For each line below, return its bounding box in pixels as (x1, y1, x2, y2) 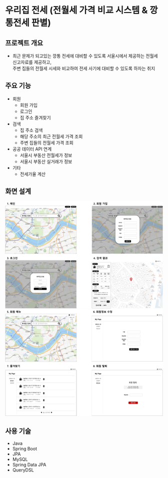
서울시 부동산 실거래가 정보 (19, 158, 72, 165)
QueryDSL (12, 467, 34, 473)
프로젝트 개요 (5, 39, 43, 47)
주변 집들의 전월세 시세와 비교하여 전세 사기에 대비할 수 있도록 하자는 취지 (12, 66, 155, 71)
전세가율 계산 (19, 171, 46, 177)
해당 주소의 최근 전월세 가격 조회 (19, 133, 83, 139)
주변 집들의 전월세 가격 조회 (19, 139, 73, 145)
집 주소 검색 (19, 127, 43, 133)
